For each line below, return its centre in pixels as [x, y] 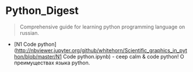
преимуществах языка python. [52, 63]
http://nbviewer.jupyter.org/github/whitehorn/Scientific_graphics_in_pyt [102, 50]
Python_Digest [42, 11]
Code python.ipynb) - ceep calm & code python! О [123, 56]
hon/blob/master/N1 [38, 56]
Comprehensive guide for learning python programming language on [102, 27]
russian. [29, 33]
